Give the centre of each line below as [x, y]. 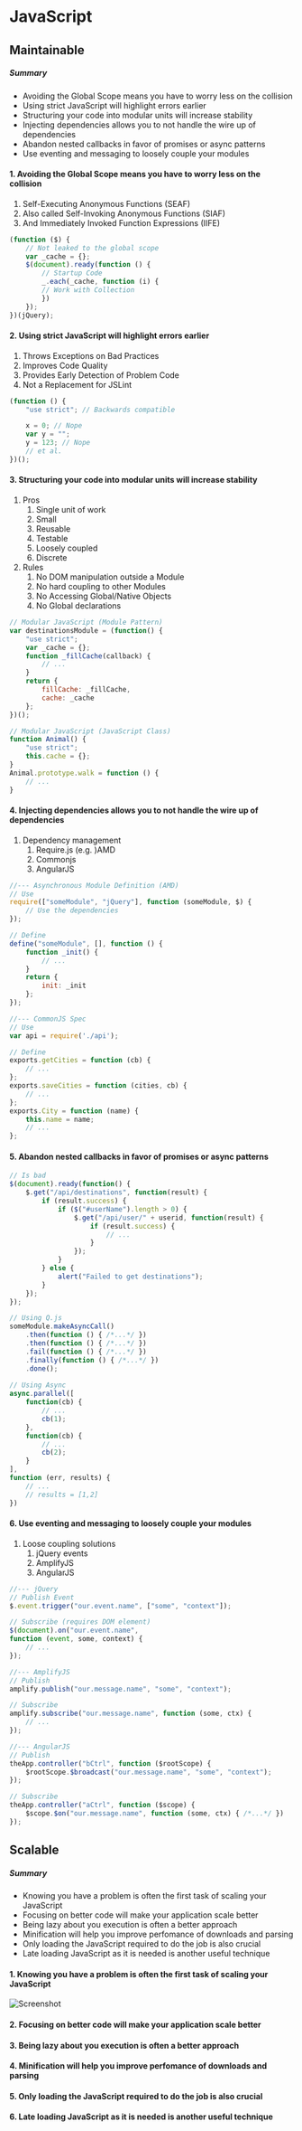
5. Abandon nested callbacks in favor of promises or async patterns [139, 1156]
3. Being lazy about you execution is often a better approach [124, 2045]
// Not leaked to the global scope [92, 248]
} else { [58, 1268]
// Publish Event [42, 1598]
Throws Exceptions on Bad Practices [91, 355]
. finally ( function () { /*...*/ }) [92, 1360]
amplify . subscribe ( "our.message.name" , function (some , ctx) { [131, 1714]
